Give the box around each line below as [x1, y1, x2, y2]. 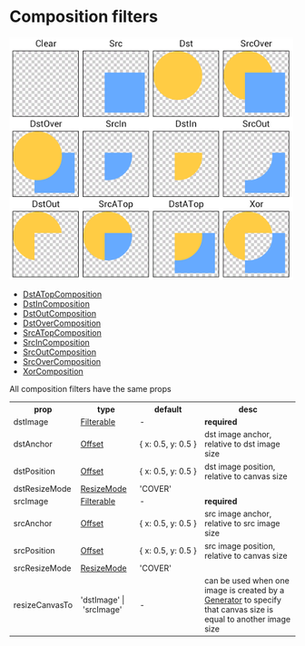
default [153, 404, 182, 415]
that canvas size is [203, 604, 274, 614]
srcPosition [13, 545, 56, 555]
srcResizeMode [13, 563, 72, 573]
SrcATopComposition [22, 328, 102, 338]
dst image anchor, [203, 429, 272, 440]
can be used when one [203, 575, 290, 586]
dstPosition [13, 465, 56, 476]
